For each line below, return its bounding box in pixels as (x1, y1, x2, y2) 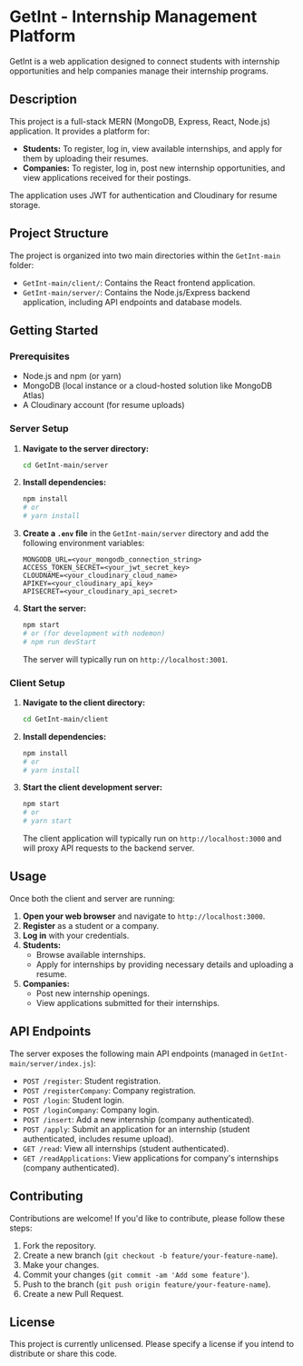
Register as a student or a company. (22, 920, 160, 931)
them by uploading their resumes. (22, 153, 149, 164)
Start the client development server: (22, 782, 163, 793)
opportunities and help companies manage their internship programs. (9, 65, 269, 76)
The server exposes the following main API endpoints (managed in (9, 1048, 259, 1059)
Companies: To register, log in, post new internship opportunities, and (22, 162, 286, 174)
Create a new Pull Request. (22, 1288, 124, 1299)
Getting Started (9, 323, 99, 338)
